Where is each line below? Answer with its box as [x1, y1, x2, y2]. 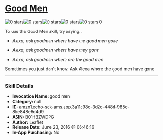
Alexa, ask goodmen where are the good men [12, 56, 104, 62]
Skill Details [5, 82, 33, 89]
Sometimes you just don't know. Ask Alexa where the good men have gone [5, 66, 155, 72]
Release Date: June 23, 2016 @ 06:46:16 [12, 124, 95, 130]
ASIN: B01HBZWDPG [12, 114, 54, 120]
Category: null [12, 99, 42, 105]
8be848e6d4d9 [12, 109, 44, 115]
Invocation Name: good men [12, 93, 70, 99]
